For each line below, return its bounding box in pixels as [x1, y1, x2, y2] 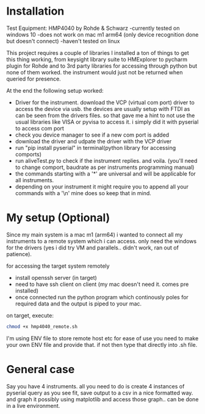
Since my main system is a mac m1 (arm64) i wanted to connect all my [6, 230, 183, 238]
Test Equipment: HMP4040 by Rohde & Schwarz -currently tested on [6, 24, 180, 32]
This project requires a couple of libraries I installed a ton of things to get [6, 49, 189, 56]
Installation [6, 4, 65, 18]
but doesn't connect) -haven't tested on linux [6, 37, 120, 45]
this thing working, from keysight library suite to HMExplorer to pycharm [6, 55, 188, 63]
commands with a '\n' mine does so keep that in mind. [15, 189, 151, 196]
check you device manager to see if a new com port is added [15, 131, 170, 138]
